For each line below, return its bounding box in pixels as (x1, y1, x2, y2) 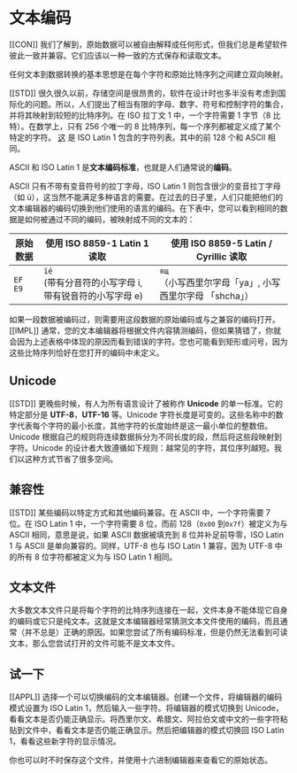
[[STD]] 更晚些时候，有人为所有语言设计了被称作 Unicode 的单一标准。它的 (9, 398, 284, 408)
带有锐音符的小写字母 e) (43, 290, 144, 302)
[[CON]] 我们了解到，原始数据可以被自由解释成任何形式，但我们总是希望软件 (9, 39, 288, 50)
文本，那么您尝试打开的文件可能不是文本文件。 (9, 638, 179, 649)
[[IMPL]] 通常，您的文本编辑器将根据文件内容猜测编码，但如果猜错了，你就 (9, 325, 281, 336)
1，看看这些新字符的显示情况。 (9, 736, 121, 746)
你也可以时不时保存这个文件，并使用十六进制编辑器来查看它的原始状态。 (9, 754, 272, 766)
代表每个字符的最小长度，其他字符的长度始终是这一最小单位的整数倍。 (16, 420, 272, 430)
